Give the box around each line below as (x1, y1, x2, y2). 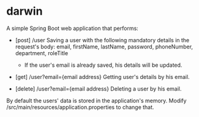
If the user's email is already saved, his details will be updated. (24, 61, 182, 69)
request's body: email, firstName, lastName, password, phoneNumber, (15, 43, 193, 50)
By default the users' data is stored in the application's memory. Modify (6, 97, 187, 104)
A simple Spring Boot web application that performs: (6, 25, 139, 32)
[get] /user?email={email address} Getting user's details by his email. (15, 73, 190, 80)
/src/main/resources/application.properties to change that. (6, 103, 154, 111)
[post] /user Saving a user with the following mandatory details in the (15, 36, 190, 43)
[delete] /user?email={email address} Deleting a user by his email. (15, 85, 182, 92)
